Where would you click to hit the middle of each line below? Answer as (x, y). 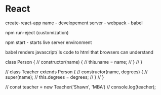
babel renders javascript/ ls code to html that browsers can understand (79, 52)
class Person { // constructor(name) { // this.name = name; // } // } (74, 62)
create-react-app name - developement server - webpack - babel (74, 23)
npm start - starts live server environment (49, 42)
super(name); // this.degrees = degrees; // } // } (55, 77)
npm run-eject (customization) (37, 32)
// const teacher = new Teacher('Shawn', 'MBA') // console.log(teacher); (80, 87)
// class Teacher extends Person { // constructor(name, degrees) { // (76, 72)
